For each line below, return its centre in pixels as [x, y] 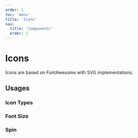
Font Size [17, 116]
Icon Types [19, 103]
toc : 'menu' [18, 15]
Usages [17, 88]
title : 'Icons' [21, 19]
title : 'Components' [31, 29]
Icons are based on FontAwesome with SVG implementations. [69, 72]
